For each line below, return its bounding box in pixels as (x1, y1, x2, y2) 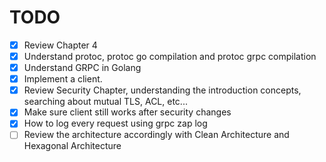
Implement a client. (23, 73, 103, 85)
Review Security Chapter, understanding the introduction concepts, (23, 84, 302, 96)
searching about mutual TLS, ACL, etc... (23, 96, 188, 108)
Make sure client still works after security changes (23, 106, 232, 118)
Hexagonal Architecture (23, 140, 122, 152)
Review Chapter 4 (23, 39, 98, 51)
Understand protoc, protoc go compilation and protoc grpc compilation (23, 51, 317, 62)
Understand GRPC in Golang (23, 62, 142, 74)
